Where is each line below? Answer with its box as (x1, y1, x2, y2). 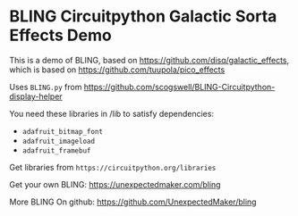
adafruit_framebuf (21, 145, 91, 155)
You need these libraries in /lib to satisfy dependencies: (9, 108, 215, 119)
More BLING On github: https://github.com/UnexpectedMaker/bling (9, 196, 257, 207)
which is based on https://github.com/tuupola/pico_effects (9, 64, 226, 75)
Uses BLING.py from (9, 81, 82, 92)
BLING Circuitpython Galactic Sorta (9, 6, 277, 27)
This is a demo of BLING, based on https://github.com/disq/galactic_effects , (9, 54, 290, 65)
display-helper (9, 91, 63, 102)
